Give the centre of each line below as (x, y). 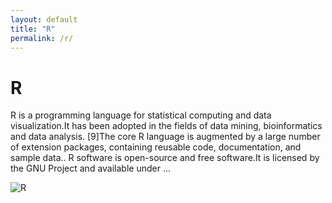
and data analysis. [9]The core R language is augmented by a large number (165, 137)
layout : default (44, 19)
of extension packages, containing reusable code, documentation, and (156, 147)
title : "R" (33, 29)
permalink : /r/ (42, 38)
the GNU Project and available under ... (91, 168)
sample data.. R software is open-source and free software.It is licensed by (165, 158)
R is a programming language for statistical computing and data (141, 115)
